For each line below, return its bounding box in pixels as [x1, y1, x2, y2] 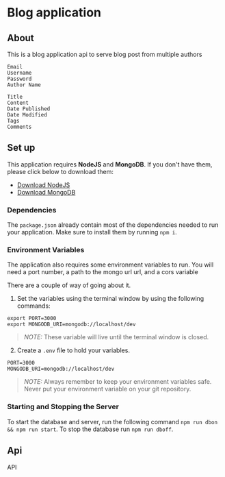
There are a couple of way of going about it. [7, 281, 131, 289]
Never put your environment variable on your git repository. [23, 385, 191, 393]
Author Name [7, 82, 41, 88]
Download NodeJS [16, 180, 70, 189]
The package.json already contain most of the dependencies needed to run [7, 221, 219, 229]
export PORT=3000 [7, 315, 57, 322]
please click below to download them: [7, 167, 114, 175]
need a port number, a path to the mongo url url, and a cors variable [7, 268, 198, 276]
